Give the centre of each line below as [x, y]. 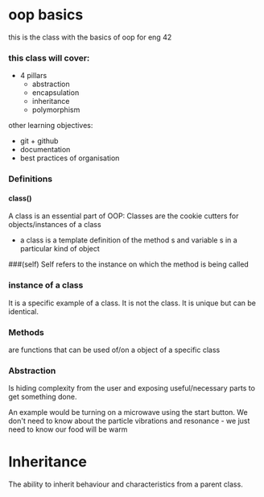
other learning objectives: [51, 126]
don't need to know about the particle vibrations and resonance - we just [129, 421]
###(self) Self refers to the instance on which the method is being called [129, 264]
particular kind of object [60, 249]
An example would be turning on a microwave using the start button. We [128, 412]
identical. [23, 311]
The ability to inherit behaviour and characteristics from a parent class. [126, 484]
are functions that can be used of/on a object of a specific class [114, 350]
